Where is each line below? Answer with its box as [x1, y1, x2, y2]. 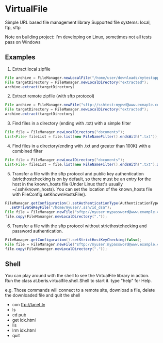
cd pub [12, 312, 27, 318]
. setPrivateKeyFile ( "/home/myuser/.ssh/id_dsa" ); [9, 205, 112, 210]
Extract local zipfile [12, 66, 51, 72]
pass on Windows [5, 39, 41, 45]
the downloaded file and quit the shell [5, 292, 81, 298]
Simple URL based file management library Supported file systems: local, [5, 19, 151, 25]
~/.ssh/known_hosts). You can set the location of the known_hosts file [12, 186, 153, 192]
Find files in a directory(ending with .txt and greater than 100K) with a [12, 143, 151, 149]
